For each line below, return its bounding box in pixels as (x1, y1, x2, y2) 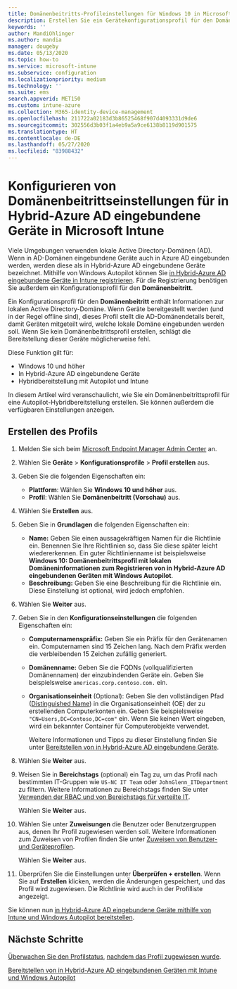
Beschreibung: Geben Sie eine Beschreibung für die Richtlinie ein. (28, 579, 222, 587)
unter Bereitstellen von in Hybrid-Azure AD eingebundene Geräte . (28, 743, 219, 751)
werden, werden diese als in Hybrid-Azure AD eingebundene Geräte (8, 261, 206, 270)
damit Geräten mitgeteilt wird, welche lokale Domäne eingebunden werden (8, 320, 224, 328)
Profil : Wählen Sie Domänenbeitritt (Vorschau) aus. (28, 493, 181, 501)
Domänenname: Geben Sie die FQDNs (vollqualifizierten (28, 663, 193, 672)
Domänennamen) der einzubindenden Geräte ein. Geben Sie (28, 670, 204, 679)
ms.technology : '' (8, 82, 62, 89)
